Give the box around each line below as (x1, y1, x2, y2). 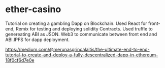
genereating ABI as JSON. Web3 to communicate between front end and (5, 31, 157, 37)
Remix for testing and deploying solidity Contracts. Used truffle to (15, 25, 153, 31)
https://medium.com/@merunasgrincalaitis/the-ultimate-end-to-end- (5, 46, 150, 52)
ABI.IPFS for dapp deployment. (5, 37, 70, 43)
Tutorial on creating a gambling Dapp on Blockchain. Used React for (5, 20, 147, 26)
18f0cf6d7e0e (5, 57, 35, 63)
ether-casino (5, 4, 61, 15)
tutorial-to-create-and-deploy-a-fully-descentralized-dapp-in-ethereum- (5, 52, 158, 58)
